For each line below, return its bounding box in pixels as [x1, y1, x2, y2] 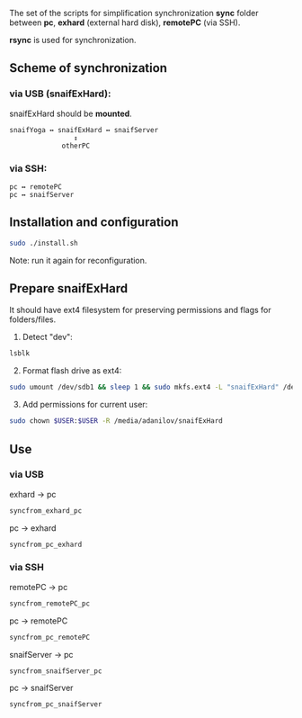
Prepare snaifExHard [9, 281, 129, 296]
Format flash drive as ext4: [22, 365, 122, 376]
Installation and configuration [9, 215, 179, 230]
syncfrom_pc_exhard [9, 540, 83, 549]
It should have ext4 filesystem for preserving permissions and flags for [9, 305, 271, 316]
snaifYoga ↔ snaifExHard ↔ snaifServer [9, 125, 159, 134]
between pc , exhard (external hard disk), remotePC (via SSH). [9, 17, 241, 28]
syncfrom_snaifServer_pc [9, 666, 102, 676]
